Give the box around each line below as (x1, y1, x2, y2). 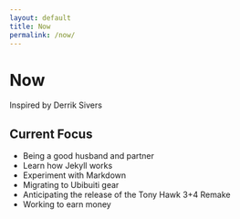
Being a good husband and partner (22, 151, 155, 162)
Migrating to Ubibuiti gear (22, 180, 120, 191)
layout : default (9, 13, 71, 23)
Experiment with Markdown (22, 170, 127, 181)
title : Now (9, 22, 51, 31)
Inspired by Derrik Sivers (9, 99, 103, 110)
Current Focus (9, 126, 93, 141)
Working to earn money (22, 199, 111, 210)
